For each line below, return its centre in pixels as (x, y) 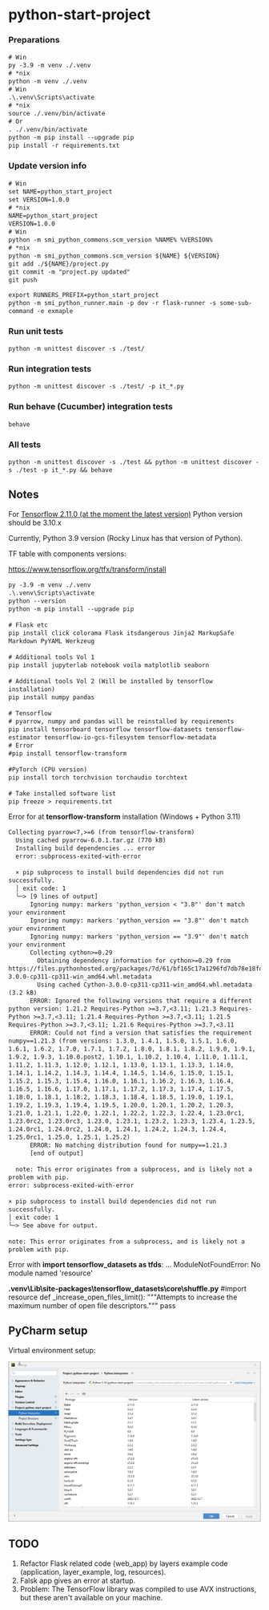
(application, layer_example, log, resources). (93, 1571)
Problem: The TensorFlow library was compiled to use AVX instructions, (138, 1589)
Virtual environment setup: (52, 1350)
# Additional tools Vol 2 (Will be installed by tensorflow (111, 681)
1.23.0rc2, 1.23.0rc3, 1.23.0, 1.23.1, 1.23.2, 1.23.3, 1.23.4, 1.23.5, (132, 1121)
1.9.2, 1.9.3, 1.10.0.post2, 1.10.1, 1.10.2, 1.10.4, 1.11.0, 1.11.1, (128, 1057)
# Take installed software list (62, 793)
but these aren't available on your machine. (91, 1597)
